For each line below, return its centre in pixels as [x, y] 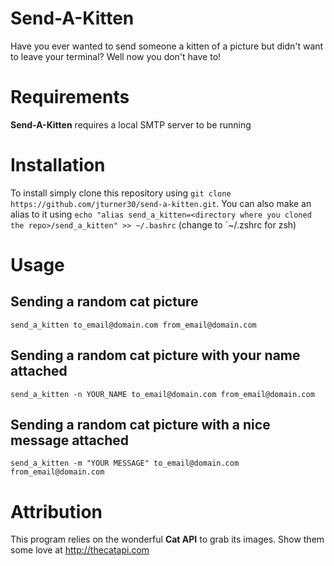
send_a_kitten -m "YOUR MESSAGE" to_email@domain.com [125, 463]
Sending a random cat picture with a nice [140, 425]
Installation [58, 165]
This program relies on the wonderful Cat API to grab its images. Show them [167, 539]
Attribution [56, 511]
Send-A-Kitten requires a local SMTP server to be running [131, 124]
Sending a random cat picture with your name [155, 355]
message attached [69, 440]
